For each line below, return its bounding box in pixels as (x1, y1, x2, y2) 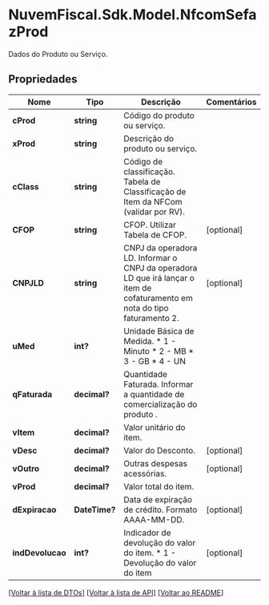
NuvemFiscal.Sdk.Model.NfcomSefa (8, 6, 257, 24)
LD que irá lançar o (123, 272, 195, 283)
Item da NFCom (123, 196, 183, 207)
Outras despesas (123, 457, 188, 469)
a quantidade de (123, 388, 185, 400)
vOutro (12, 463, 40, 474)
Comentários (206, 96, 257, 108)
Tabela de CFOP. (123, 229, 187, 240)
